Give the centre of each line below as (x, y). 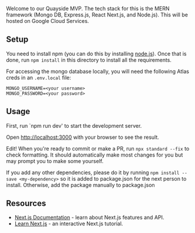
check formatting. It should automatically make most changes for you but (95, 155)
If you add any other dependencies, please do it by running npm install (93, 172)
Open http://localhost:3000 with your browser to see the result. (83, 137)
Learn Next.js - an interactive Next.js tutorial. (69, 224)
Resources (26, 203)
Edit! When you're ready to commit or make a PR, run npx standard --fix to (98, 148)
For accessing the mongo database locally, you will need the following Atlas (98, 71)
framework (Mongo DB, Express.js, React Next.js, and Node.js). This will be (97, 15)
